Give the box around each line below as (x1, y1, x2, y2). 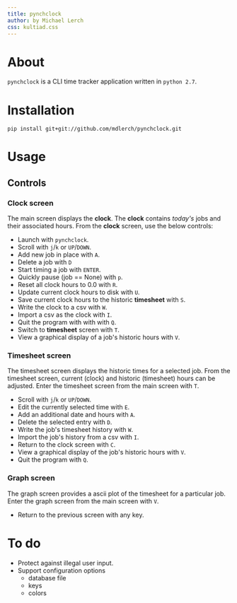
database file (28, 573, 67, 582)
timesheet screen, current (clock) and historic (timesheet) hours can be (7, 374, 216, 382)
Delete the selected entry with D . (17, 418, 112, 426)
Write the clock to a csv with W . (17, 303, 108, 312)
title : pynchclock (7, 10, 62, 18)
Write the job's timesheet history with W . (17, 426, 134, 434)
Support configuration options (17, 566, 106, 575)
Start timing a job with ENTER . (17, 266, 101, 274)
